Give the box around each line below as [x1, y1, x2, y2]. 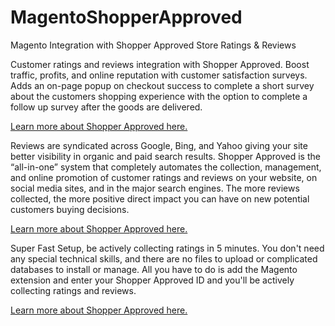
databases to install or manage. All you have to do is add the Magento [10, 263, 298, 275]
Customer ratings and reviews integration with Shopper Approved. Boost [10, 58, 310, 70]
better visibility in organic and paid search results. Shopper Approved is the [10, 150, 321, 162]
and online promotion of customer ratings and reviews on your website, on [10, 171, 318, 183]
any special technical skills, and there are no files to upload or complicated [10, 252, 318, 265]
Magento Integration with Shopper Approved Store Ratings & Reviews [10, 39, 297, 51]
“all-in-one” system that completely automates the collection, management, [10, 161, 322, 173]
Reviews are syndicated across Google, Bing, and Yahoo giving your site [10, 139, 308, 151]
